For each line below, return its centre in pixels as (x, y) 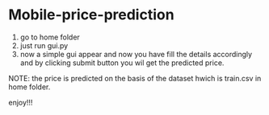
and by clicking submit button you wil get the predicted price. (122, 63)
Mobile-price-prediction (92, 15)
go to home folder (50, 37)
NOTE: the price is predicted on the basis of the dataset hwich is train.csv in (135, 78)
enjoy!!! (21, 102)
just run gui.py (44, 45)
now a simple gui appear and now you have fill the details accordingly (136, 54)
